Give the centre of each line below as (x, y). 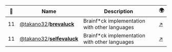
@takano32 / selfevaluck (49, 39)
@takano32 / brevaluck (47, 24)
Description (119, 11)
